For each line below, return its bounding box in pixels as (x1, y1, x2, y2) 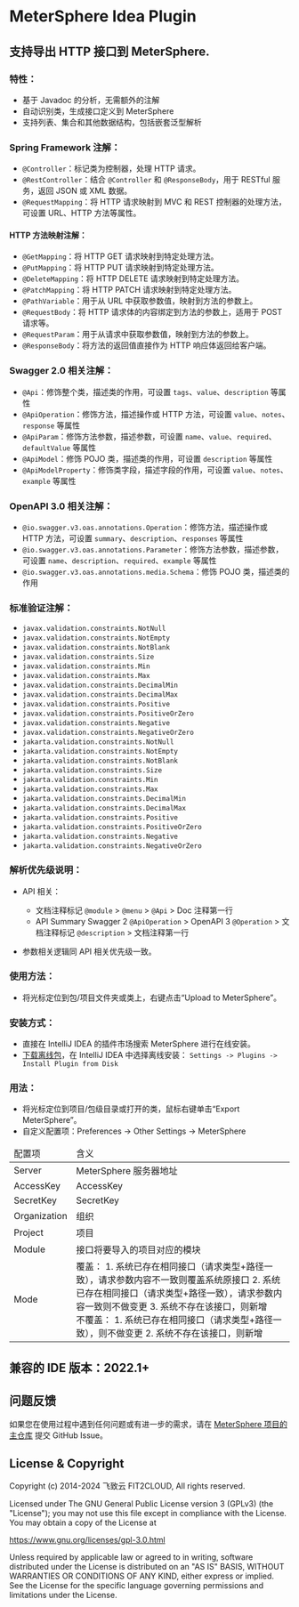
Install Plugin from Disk (21, 1060, 118, 1069)
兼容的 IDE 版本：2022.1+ (9, 1360, 150, 1376)
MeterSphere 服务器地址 (76, 1165, 178, 1177)
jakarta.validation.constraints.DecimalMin (21, 795, 187, 803)
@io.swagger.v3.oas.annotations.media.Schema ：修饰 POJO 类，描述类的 (21, 566, 290, 577)
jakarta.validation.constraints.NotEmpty (21, 747, 178, 756)
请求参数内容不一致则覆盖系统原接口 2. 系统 (98, 1274, 281, 1287)
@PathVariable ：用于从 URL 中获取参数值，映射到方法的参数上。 (21, 295, 258, 306)
